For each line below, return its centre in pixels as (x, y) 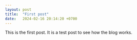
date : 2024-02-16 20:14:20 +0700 (41, 19)
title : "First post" (27, 14)
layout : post (18, 10)
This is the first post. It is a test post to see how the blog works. (69, 33)
